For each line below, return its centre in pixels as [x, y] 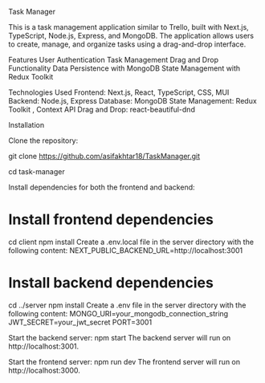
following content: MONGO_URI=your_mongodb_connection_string [118, 313]
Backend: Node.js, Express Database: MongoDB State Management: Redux [132, 101]
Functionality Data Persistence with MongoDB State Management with [124, 68]
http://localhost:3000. [44, 370]
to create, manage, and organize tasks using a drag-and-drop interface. [127, 44]
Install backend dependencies [111, 283]
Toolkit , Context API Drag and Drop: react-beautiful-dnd [102, 109]
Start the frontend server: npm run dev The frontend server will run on [124, 361]
